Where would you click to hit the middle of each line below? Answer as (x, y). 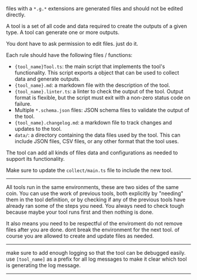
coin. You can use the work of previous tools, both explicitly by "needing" (95, 193)
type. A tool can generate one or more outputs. (63, 32)
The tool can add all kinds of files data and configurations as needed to (92, 153)
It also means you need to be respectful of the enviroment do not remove (94, 223)
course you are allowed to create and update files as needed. (80, 236)
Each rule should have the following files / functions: (69, 55)
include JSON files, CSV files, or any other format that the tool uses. (97, 141)
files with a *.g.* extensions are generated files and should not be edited (94, 9)
